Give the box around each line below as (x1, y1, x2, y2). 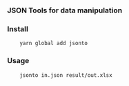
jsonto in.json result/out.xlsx (19, 71, 112, 78)
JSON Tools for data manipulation (7, 6, 123, 15)
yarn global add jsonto (19, 40, 88, 47)
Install (7, 24, 29, 33)
